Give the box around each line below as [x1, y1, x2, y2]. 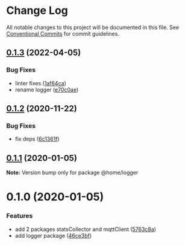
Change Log [6, 4, 68, 18]
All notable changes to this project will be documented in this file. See [6, 24, 180, 31]
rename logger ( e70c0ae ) [14, 86, 79, 93]
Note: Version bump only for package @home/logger [6, 169, 139, 176]
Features [6, 212, 33, 220]
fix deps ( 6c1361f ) [14, 136, 60, 143]
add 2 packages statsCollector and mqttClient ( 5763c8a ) [14, 225, 157, 233]
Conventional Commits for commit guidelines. [6, 30, 119, 37]
